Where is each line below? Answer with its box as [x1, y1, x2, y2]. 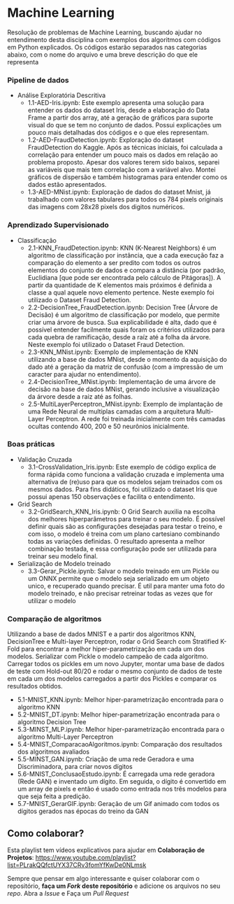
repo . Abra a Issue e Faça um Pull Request [7, 889, 129, 897]
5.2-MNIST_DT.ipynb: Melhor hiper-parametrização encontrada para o [17, 710, 220, 719]
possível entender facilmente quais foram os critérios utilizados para [27, 325, 226, 334]
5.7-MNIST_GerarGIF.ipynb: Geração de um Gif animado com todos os [17, 800, 220, 808]
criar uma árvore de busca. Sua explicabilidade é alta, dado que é [27, 318, 217, 326]
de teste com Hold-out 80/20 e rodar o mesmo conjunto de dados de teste [7, 667, 223, 676]
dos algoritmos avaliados [17, 747, 90, 756]
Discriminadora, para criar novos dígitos [17, 763, 133, 771]
